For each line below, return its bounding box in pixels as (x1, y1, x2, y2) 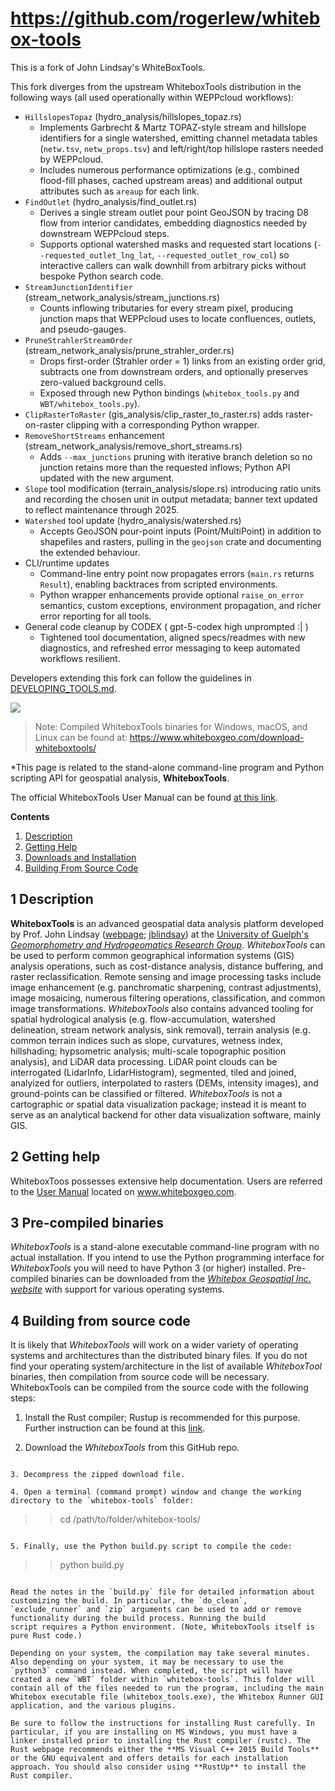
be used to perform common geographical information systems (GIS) (10, 949, 295, 961)
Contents (10, 810, 50, 822)
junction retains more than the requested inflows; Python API (39, 461, 291, 473)
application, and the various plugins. (10, 1701, 177, 1711)
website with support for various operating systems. (10, 1283, 225, 1296)
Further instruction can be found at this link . (24, 1422, 206, 1434)
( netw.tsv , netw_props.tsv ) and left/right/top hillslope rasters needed (39, 142, 324, 154)
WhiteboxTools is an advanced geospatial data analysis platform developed (10, 917, 324, 929)
